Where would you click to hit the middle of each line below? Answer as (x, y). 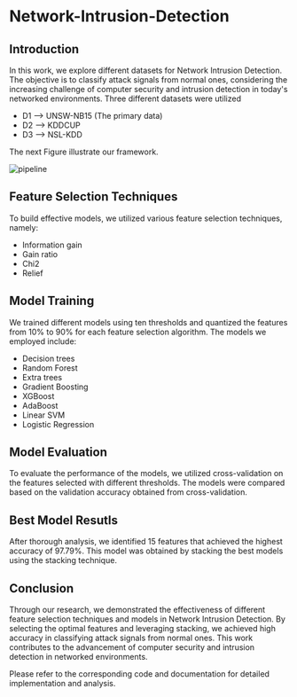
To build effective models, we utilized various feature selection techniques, (146, 218)
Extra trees (42, 377)
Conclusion (42, 588)
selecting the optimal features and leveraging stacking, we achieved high (143, 629)
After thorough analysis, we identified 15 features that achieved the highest (146, 542)
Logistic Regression (58, 424)
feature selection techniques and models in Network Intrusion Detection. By (148, 619)
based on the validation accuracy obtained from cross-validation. (129, 492)
